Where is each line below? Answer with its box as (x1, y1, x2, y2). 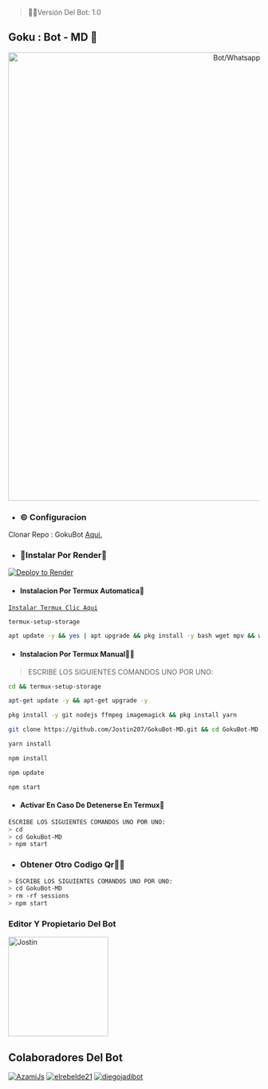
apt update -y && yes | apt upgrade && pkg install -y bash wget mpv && (8, 632, 255, 640)
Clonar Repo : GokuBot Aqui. (8, 530, 103, 540)
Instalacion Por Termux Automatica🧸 (19, 586, 145, 596)
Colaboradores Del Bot (8, 1051, 124, 1064)
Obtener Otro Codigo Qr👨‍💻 (19, 859, 125, 871)
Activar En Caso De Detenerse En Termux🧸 (19, 800, 165, 810)
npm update (8, 769, 45, 776)
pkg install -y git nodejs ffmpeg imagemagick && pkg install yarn (8, 711, 238, 719)
